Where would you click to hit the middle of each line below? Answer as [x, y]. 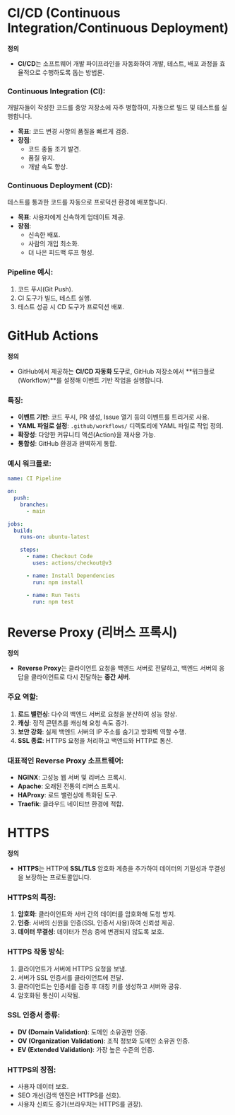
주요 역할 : [23, 697]
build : [23, 531]
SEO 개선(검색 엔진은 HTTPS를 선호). [69, 1095]
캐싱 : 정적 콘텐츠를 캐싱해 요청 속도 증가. [73, 722]
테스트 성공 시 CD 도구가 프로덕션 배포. [71, 306]
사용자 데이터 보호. [43, 1087]
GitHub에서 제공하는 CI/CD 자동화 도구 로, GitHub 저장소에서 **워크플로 [116, 371]
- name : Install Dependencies [70, 576]
